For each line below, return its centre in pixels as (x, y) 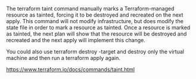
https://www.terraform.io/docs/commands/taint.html (71, 69)
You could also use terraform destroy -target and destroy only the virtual (95, 52)
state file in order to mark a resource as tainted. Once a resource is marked (98, 27)
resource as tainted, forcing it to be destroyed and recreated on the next (95, 15)
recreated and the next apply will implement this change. (76, 40)
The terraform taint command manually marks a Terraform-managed (90, 9)
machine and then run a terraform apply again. (63, 58)
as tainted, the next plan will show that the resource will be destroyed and (97, 34)
